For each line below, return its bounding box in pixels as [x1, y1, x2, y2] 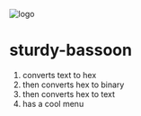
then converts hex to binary [22, 79, 125, 90]
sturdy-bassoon [9, 40, 133, 60]
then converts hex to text [22, 88, 115, 99]
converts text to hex [22, 69, 97, 80]
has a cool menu [22, 98, 84, 109]
